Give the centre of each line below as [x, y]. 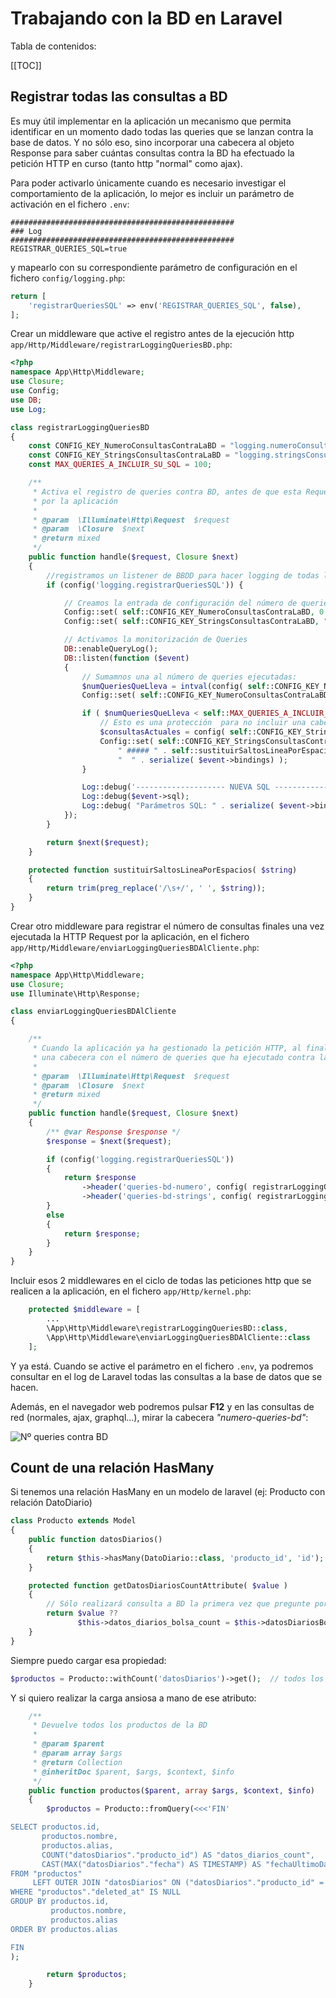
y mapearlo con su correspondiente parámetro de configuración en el [154, 267]
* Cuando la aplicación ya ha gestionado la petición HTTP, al [167, 1048]
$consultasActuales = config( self [173, 732]
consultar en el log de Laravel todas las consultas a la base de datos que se [166, 1376]
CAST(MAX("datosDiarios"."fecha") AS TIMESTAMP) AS [151, 1864]
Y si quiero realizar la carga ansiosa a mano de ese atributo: [133, 1698]
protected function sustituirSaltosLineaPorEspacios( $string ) [163, 870]
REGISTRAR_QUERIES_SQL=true [69, 248]
